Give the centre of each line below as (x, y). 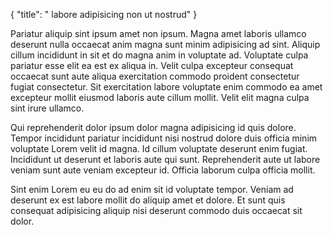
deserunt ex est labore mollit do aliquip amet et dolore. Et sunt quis (148, 200)
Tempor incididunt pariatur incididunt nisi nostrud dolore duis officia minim (164, 138)
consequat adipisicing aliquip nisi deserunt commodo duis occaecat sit (156, 210)
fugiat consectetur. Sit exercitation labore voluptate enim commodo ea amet (166, 87)
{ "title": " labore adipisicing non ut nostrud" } (104, 14)
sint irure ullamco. (47, 108)
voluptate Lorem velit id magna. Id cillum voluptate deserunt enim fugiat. (159, 148)
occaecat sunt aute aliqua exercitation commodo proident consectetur (155, 76)
